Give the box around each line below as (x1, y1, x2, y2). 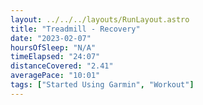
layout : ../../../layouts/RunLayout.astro (10, 14, 190, 25)
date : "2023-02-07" (10, 33, 92, 43)
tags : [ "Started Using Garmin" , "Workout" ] (10, 80, 195, 90)
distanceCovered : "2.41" (10, 61, 114, 71)
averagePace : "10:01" (10, 71, 101, 81)
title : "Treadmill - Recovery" (10, 24, 141, 34)
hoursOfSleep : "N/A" (10, 42, 97, 53)
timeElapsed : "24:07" (10, 52, 101, 62)
